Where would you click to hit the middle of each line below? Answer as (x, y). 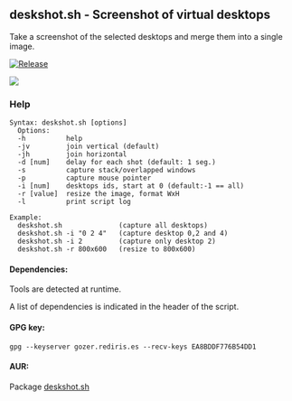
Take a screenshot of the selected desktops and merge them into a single (146, 36)
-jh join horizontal (72, 154)
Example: (26, 218)
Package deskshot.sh (50, 387)
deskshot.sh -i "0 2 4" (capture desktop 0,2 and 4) (123, 234)
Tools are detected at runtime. (66, 289)
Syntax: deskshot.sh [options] (68, 123)
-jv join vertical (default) (89, 147)
